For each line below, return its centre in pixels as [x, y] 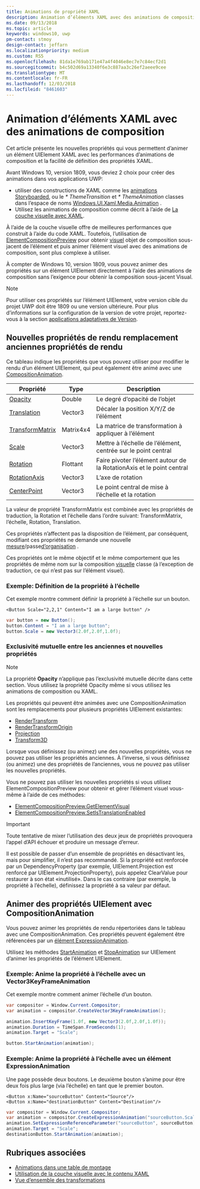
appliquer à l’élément [125, 433]
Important [18, 824]
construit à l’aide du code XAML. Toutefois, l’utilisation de [76, 233]
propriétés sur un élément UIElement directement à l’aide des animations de [99, 270]
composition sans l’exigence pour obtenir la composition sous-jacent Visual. [100, 277]
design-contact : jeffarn [37, 45]
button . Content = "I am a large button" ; [58, 626]
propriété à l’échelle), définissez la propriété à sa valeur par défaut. [88, 885]
